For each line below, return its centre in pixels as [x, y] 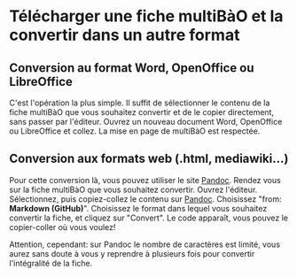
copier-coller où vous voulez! [63, 227]
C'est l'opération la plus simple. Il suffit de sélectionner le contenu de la [140, 103]
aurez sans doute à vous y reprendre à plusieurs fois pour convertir [132, 253]
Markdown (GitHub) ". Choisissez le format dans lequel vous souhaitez [138, 208]
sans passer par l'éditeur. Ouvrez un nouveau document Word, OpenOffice [146, 122]
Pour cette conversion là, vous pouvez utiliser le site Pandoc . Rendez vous [145, 180]
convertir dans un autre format [125, 35]
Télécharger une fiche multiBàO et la [146, 16]
